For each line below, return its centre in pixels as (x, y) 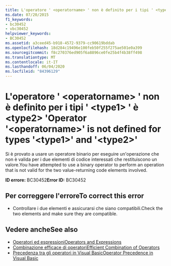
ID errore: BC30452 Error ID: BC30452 (46, 180)
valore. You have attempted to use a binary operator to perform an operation (85, 165)
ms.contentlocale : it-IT (32, 62)
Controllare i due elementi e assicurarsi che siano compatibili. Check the (88, 208)
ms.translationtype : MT (31, 57)
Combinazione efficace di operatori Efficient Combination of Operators (86, 247)
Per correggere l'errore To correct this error (75, 196)
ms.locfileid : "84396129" (33, 72)
